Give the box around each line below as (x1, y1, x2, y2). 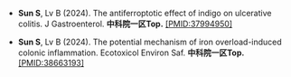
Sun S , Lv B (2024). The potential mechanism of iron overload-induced (17, 36, 282, 47)
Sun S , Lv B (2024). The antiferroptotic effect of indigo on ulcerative (17, 8, 272, 18)
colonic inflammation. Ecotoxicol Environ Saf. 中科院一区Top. (17, 47, 245, 58)
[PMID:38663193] (17, 58, 84, 68)
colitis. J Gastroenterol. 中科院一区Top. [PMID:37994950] (17, 18, 233, 29)
